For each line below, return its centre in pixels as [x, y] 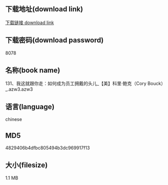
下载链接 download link [30, 23]
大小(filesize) [26, 165]
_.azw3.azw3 [19, 89]
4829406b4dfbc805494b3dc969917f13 [48, 148]
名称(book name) [33, 70]
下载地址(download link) [44, 9]
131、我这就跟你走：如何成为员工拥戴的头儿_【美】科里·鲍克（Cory [76, 84]
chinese [14, 119]
